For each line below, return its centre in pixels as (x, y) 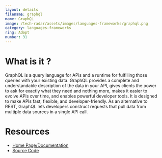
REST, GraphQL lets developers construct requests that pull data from (76, 106)
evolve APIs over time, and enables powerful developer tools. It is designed (81, 96)
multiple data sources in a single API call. (47, 112)
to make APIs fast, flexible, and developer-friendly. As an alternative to (76, 101)
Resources (27, 131)
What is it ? (28, 62)
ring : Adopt (17, 32)
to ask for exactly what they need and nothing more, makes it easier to (76, 91)
